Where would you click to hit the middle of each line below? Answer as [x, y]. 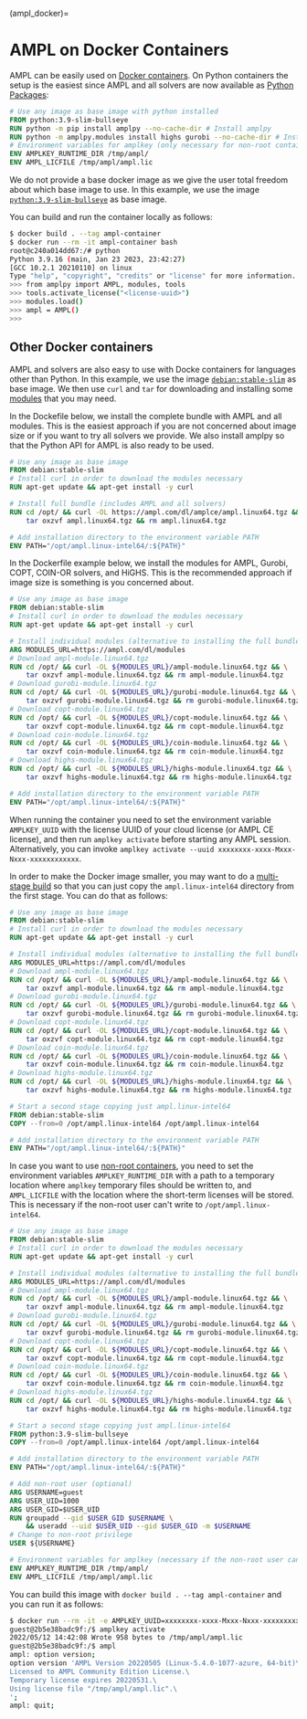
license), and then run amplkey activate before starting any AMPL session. [150, 838]
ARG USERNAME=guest [47, 1492]
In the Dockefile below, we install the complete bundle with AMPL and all [146, 416]
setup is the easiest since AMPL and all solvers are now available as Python [152, 85]
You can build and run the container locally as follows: [111, 217]
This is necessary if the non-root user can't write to [106, 1205]
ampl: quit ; [32, 1706]
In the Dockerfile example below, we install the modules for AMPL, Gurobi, [149, 563]
